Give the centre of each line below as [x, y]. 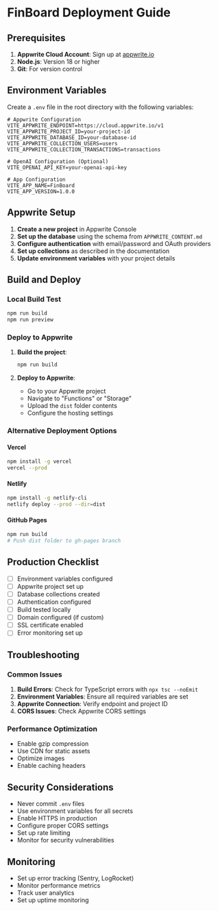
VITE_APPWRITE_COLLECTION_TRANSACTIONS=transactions [84, 149]
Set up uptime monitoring [53, 900]
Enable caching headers [51, 766]
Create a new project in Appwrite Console [77, 229]
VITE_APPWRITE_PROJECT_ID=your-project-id [69, 132]
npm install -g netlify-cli [47, 498]
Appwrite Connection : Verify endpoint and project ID [92, 704]
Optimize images [41, 758]
